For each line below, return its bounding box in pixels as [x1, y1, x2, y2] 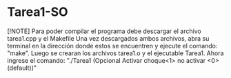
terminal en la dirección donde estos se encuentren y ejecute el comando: [7, 41, 218, 50]
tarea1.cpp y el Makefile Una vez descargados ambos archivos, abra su [7, 34, 210, 42]
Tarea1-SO [7, 4, 68, 20]
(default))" [7, 64, 37, 72]
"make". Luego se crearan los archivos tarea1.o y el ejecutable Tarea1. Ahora [7, 49, 224, 57]
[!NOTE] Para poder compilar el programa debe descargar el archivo [7, 27, 201, 35]
